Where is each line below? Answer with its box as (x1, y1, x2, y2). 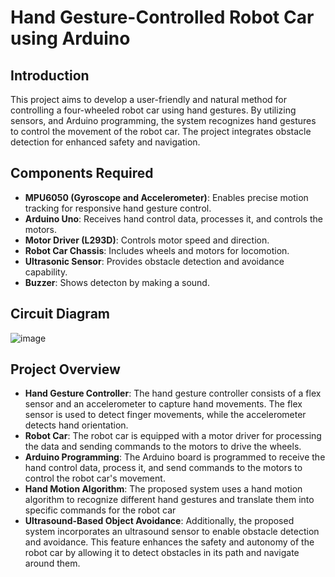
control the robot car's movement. (24, 472, 166, 485)
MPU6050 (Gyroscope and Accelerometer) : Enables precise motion (24, 191, 309, 203)
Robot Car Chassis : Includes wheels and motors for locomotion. (24, 244, 290, 256)
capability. (24, 266, 68, 278)
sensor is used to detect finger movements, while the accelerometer (24, 409, 307, 421)
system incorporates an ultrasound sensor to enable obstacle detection (24, 526, 320, 538)
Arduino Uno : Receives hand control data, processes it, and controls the (24, 212, 323, 225)
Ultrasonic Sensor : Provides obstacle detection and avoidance (24, 255, 285, 267)
